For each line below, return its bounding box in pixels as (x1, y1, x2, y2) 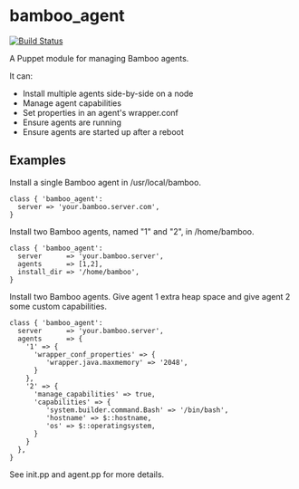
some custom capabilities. (9, 301, 107, 312)
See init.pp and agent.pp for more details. (9, 468, 165, 480)
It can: (9, 70, 34, 81)
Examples (9, 153, 66, 168)
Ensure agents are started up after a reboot (22, 126, 184, 137)
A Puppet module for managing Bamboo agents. (9, 53, 189, 63)
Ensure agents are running (22, 117, 122, 128)
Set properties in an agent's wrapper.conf (22, 107, 178, 118)
